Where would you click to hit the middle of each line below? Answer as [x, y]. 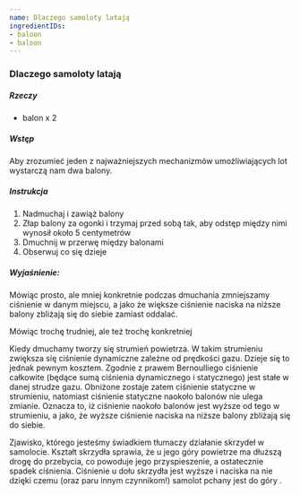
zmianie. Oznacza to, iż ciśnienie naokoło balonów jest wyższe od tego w [145, 406]
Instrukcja [29, 191]
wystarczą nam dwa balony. [61, 170]
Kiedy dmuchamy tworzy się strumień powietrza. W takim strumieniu [136, 349]
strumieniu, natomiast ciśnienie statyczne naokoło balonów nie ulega [136, 396]
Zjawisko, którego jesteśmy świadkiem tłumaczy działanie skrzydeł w [137, 443]
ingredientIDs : [38, 26]
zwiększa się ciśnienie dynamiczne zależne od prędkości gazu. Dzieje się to [150, 359]
